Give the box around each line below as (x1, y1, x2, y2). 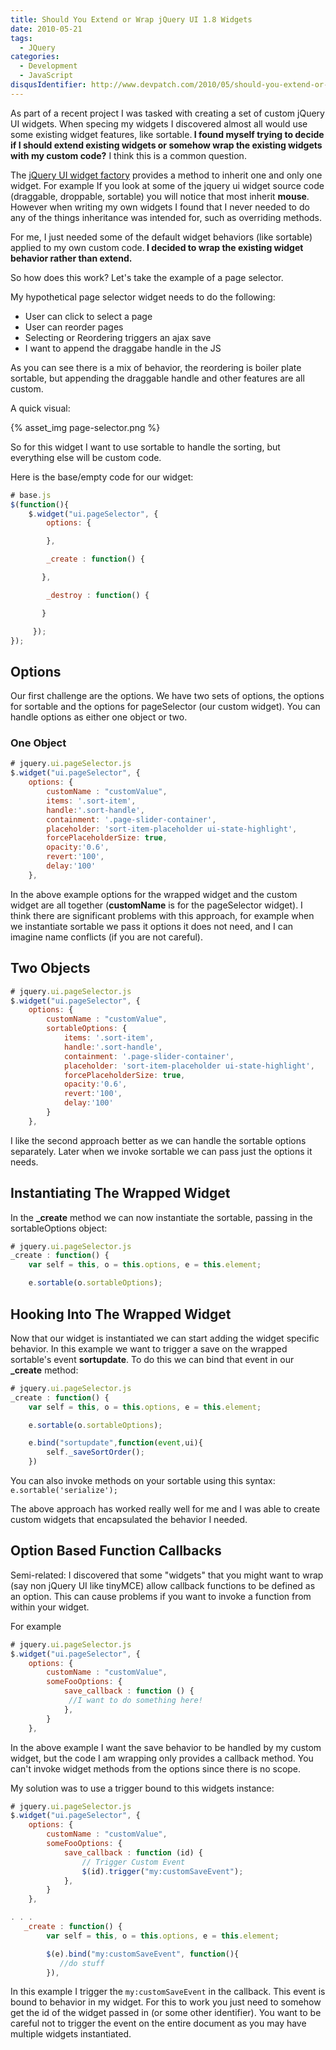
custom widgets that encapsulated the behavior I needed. (10, 1514, 248, 1526)
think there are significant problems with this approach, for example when (10, 909, 315, 921)
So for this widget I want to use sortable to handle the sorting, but (10, 441, 281, 453)
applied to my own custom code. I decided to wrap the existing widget (10, 241, 304, 253)
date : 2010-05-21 (10, 24, 83, 34)
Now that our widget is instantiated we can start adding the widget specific (10, 1332, 320, 1344)
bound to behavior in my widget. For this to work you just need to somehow (10, 1996, 322, 2008)
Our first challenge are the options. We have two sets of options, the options (10, 690, 325, 702)
